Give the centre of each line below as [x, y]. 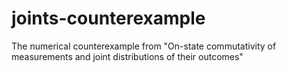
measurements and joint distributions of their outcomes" [127, 56]
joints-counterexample [108, 18]
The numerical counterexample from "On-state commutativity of [144, 46]
